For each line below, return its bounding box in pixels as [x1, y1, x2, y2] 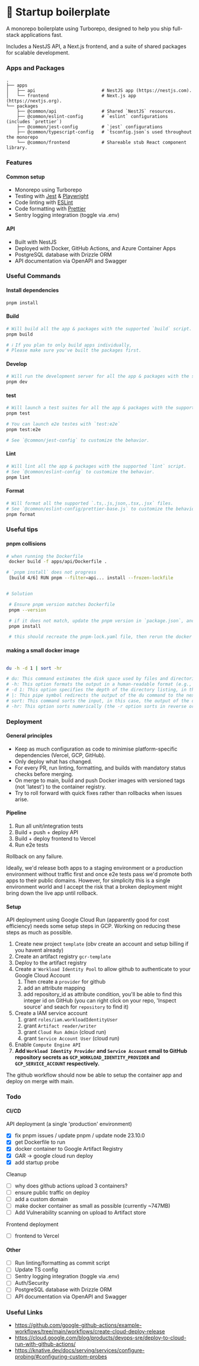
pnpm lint [6, 474, 31, 480]
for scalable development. [6, 49, 70, 56]
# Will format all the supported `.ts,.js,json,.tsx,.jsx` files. [6, 500, 174, 506]
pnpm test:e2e [6, 427, 41, 433]
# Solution [6, 591, 33, 597]
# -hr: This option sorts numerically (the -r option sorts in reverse [6, 703, 187, 709]
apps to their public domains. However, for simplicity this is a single [6, 877, 171, 884]
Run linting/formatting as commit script [14, 1259, 110, 1266]
